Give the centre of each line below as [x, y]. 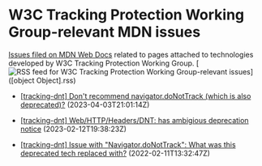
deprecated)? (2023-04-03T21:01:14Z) [85, 104]
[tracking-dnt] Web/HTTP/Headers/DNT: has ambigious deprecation [134, 120]
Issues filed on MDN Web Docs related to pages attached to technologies [131, 54]
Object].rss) [56, 80]
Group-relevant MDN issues [105, 32]
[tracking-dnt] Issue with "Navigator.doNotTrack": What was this [128, 144]
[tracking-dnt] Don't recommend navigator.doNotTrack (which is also [135, 96]
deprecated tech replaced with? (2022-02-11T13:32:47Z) [115, 153]
